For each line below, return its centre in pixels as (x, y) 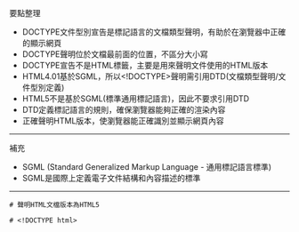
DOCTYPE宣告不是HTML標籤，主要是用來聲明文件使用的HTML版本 (145, 65)
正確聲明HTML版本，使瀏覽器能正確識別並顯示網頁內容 (123, 121)
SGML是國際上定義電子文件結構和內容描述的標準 (111, 178)
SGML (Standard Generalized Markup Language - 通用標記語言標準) (147, 167)
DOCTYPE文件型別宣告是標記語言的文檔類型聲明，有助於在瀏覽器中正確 (154, 32)
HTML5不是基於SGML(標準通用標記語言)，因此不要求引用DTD (136, 99)
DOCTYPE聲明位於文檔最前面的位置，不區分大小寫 (115, 54)
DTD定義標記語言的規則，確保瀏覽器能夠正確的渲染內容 (124, 110)
